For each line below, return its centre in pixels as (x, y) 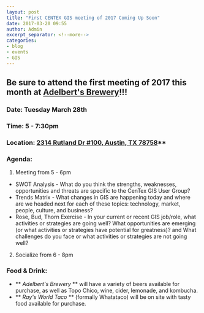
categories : (21, 41)
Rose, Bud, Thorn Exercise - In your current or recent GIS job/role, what (105, 217)
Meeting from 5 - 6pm (43, 172)
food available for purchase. (51, 304)
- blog (15, 47)
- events (17, 52)
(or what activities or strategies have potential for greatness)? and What (106, 230)
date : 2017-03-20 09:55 (37, 23)
